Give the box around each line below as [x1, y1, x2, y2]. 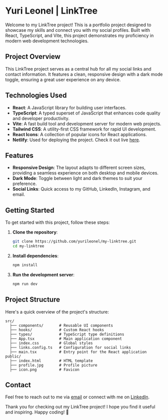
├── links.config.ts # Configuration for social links [10, 345, 131, 350]
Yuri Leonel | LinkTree [5, 5, 98, 17]
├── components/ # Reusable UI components [10, 323, 113, 328]
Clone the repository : [12, 229, 58, 235]
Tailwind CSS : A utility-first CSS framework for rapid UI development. [12, 126, 156, 132]
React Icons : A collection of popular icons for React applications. [12, 131, 147, 137]
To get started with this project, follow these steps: [5, 219, 110, 225]
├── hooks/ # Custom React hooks [10, 327, 104, 332]
